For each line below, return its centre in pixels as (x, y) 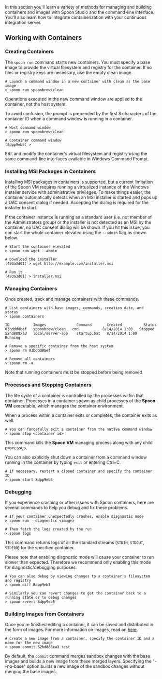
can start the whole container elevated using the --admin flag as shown (76, 232)
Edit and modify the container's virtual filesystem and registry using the (76, 153)
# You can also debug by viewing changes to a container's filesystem (78, 576)
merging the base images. (31, 672)
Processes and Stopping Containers (48, 385)
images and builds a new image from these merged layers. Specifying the (78, 661)
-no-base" (15, 666)
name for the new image (29, 643)
